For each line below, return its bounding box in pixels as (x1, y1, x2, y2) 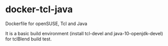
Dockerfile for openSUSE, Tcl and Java (5, 20, 88, 27)
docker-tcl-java (5, 4, 73, 15)
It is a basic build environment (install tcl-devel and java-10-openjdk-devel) (5, 30, 163, 36)
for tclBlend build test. (5, 36, 52, 42)
